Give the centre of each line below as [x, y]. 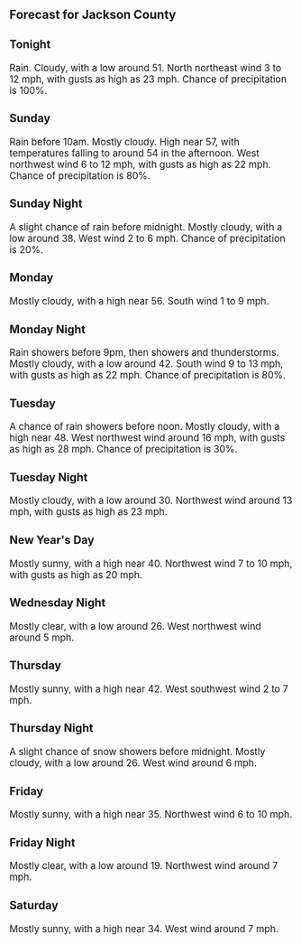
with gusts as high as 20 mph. [76, 575]
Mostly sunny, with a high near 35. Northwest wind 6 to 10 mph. [151, 815]
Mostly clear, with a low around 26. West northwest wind [135, 626]
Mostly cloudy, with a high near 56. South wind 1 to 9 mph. [139, 302]
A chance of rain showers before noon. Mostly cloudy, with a [145, 426]
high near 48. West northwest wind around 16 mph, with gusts [147, 438]
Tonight [30, 44]
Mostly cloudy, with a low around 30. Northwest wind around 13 [151, 500]
